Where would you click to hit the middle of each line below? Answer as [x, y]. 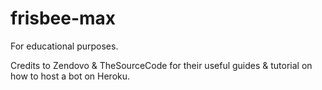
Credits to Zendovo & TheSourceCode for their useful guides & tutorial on [161, 65]
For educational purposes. [64, 46]
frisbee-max [63, 18]
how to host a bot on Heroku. [70, 76]
